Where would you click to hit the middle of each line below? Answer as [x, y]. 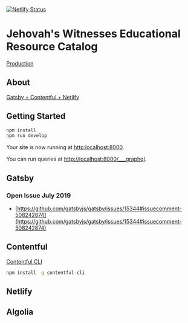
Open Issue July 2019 [39, 195]
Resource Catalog [52, 47]
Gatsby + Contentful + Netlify [43, 97]
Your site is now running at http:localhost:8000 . [65, 147]
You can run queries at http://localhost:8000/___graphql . [76, 159]
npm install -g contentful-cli [46, 273]
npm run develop [27, 136]
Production [20, 63]
